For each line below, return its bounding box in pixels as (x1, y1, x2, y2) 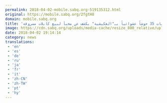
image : (5, 26, 19, 31)
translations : (5, 40, 35, 45)
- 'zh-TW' (7, 81, 28, 86)
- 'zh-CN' (7, 76, 28, 81)
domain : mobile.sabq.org (5, 16, 57, 21)
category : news (5, 35, 37, 40)
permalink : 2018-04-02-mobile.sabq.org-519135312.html (5, 7, 121, 12)
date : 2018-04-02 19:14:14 (5, 30, 61, 35)
